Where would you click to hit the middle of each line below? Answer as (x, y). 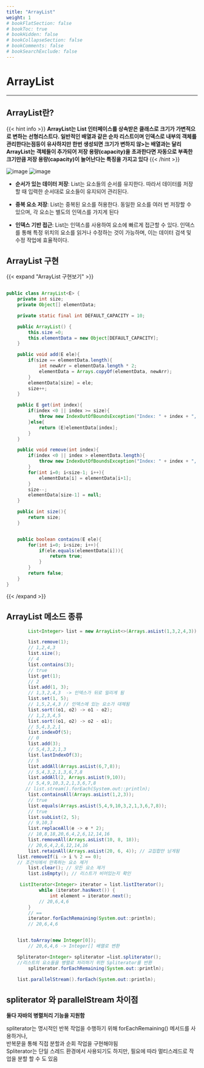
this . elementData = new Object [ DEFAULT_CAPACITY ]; (93, 338)
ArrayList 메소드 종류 (45, 617)
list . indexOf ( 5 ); (50, 733)
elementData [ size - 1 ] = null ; (65, 495)
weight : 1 (19, 18)
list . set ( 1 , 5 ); (49, 699)
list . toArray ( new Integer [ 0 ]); (57, 940)
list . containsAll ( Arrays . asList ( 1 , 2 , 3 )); (81, 795)
